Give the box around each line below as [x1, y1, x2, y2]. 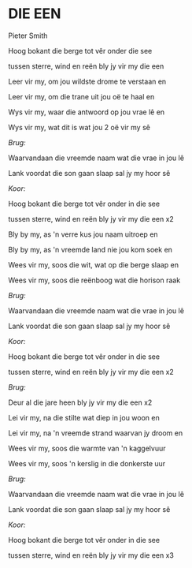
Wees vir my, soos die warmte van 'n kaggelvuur [8, 443, 166, 453]
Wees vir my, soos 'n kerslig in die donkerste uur [8, 458, 166, 468]
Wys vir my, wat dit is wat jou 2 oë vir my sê [8, 122, 151, 132]
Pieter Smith [8, 31, 48, 40]
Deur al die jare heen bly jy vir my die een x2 [8, 398, 153, 407]
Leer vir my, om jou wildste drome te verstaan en [8, 77, 167, 86]
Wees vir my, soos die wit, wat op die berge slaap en [8, 260, 179, 269]
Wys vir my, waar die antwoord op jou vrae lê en [8, 107, 165, 117]
